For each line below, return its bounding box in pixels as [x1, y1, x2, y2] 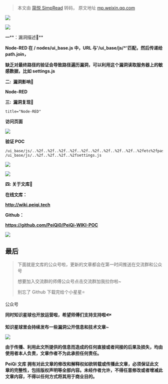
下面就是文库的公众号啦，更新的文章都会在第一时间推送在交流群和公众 [17, 261, 162, 267]
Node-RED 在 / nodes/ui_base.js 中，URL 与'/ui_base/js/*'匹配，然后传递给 [5, 45, 163, 51]
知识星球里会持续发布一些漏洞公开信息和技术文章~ [5, 324, 109, 330]
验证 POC [5, 139, 25, 144]
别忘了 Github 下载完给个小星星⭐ [17, 289, 85, 295]
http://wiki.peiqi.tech [5, 202, 51, 207]
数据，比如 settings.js [9, 68, 55, 74]
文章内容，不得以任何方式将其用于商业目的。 [5, 373, 97, 379]
